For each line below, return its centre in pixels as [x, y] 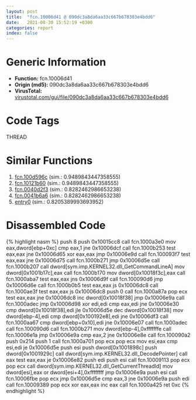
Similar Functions [49, 161]
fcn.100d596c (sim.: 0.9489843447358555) [68, 177]
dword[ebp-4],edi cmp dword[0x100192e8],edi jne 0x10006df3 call [87, 316]
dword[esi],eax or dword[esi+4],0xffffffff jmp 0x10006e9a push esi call [92, 372]
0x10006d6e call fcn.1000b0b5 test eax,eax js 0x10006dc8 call [82, 285]
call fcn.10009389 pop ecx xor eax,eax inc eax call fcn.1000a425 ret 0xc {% [98, 385]
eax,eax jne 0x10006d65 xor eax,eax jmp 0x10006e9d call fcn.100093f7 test [98, 254]
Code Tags [33, 121]
